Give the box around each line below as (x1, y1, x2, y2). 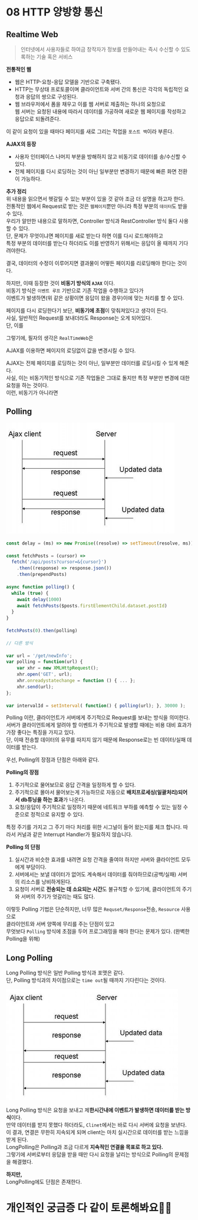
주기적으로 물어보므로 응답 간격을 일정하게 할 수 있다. (14, 781, 136, 788)
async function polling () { (6, 584, 75, 590)
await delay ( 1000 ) (16, 596, 62, 603)
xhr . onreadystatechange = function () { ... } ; (16, 678, 136, 684)
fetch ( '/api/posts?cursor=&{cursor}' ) (11, 559, 107, 565)
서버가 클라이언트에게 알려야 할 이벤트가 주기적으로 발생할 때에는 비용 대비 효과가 (6, 722, 192, 729)
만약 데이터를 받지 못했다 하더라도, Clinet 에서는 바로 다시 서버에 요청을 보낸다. (6, 1121, 187, 1128)
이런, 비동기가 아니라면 (6, 389, 58, 396)
